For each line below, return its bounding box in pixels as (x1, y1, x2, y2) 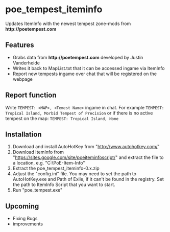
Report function (5, 91, 57, 100)
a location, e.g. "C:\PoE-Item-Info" (12, 160, 85, 166)
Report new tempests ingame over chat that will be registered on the (12, 71, 157, 77)
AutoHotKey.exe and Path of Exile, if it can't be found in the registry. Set (12, 176, 164, 182)
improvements (12, 221, 43, 227)
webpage (12, 76, 33, 82)
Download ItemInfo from (12, 149, 64, 155)
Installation (5, 130, 42, 138)
